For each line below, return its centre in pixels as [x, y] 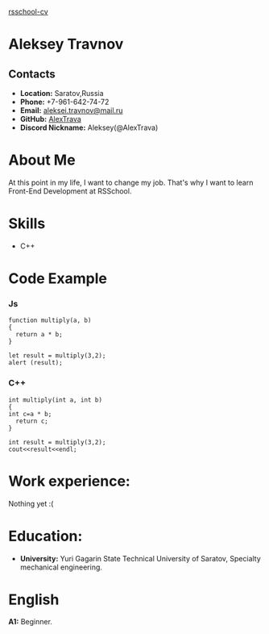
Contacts [32, 74]
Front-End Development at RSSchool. [70, 191]
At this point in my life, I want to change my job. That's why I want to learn [131, 182]
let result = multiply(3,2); [57, 356]
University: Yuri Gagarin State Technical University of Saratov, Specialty [141, 558]
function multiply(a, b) [50, 321]
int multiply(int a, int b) [56, 400]
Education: [46, 536]
